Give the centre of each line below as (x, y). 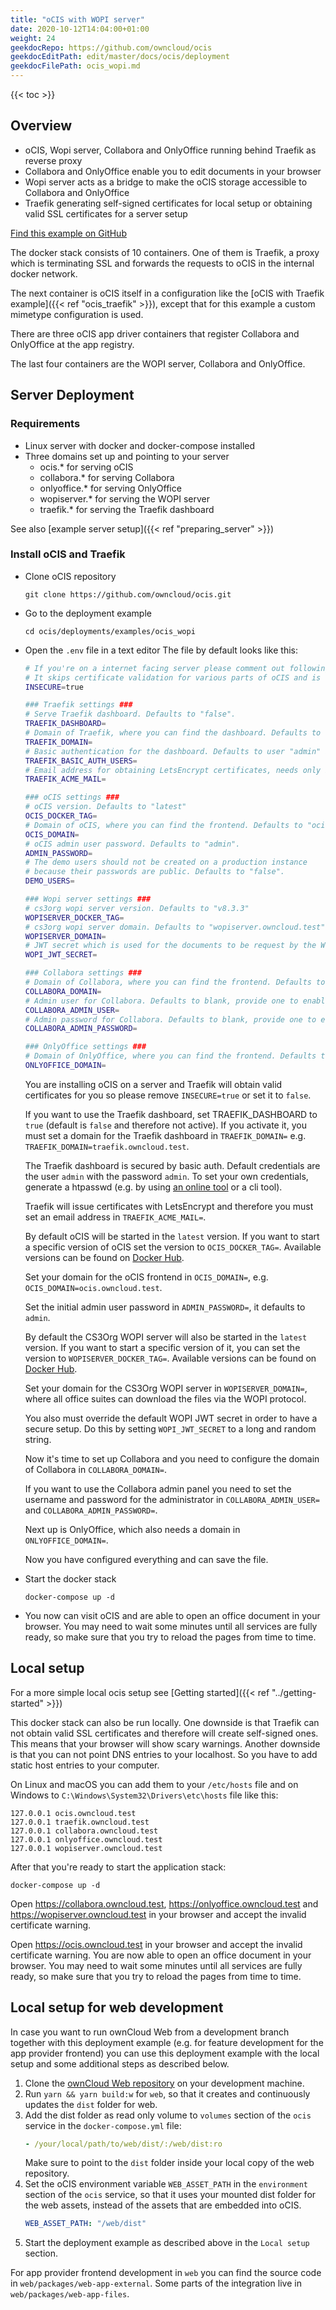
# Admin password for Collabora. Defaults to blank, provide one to (170, 1019)
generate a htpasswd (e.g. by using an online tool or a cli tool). (153, 1187)
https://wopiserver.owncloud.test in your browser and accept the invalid (158, 1914)
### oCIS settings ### (72, 797)
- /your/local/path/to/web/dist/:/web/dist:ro (123, 2144)
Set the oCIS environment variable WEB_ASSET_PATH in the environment (166, 2184)
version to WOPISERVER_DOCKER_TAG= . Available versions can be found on (170, 1358)
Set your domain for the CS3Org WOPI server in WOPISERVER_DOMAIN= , (166, 1388)
